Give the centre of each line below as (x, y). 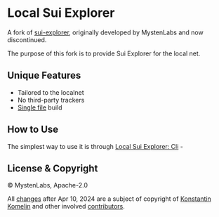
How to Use (33, 130)
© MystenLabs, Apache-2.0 (47, 185)
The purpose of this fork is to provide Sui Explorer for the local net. (104, 53)
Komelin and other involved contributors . (66, 206)
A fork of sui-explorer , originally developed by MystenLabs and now (105, 32)
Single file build (40, 107)
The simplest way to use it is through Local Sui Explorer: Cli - (95, 146)
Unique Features (44, 75)
